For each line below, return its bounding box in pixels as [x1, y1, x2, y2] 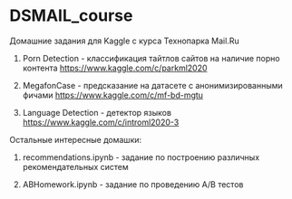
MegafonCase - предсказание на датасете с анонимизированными [22, 80, 283, 90]
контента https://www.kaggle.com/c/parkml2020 [22, 62, 208, 73]
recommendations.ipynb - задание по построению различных [22, 151, 260, 163]
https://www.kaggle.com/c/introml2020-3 [22, 117, 180, 128]
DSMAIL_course [9, 5, 133, 26]
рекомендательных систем [22, 161, 129, 172]
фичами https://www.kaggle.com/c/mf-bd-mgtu [22, 90, 204, 100]
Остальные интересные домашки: [9, 134, 142, 145]
